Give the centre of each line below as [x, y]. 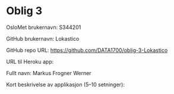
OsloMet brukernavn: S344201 [44, 27]
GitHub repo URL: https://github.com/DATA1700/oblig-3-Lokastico [87, 50]
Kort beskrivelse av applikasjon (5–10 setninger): [65, 85]
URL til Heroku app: [30, 61]
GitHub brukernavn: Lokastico [43, 38]
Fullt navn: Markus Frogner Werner [49, 73]
